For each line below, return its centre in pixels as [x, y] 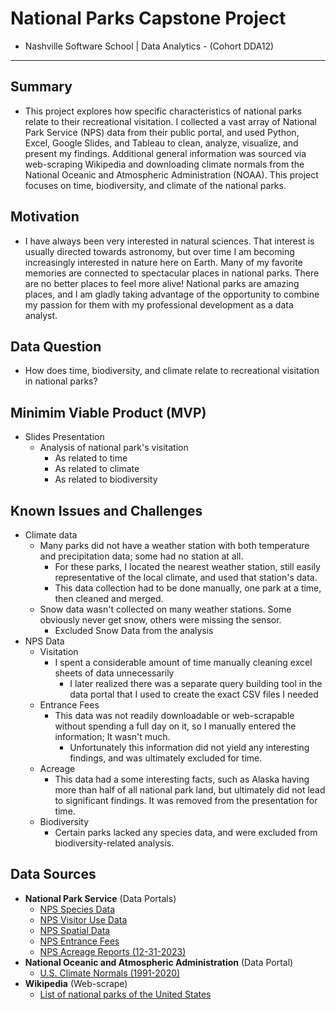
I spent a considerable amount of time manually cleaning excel [183, 662]
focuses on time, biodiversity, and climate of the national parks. [155, 185]
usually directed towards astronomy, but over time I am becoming [159, 251]
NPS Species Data [77, 909]
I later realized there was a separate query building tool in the [196, 683]
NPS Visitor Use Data [83, 919]
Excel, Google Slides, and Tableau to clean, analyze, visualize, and [161, 143]
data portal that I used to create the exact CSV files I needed [194, 694]
